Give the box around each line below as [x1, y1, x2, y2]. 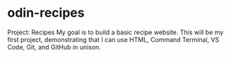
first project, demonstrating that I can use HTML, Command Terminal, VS [7, 35, 220, 43]
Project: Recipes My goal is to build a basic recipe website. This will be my [7, 28, 224, 36]
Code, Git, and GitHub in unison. [7, 43, 101, 51]
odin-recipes [7, 5, 85, 21]
